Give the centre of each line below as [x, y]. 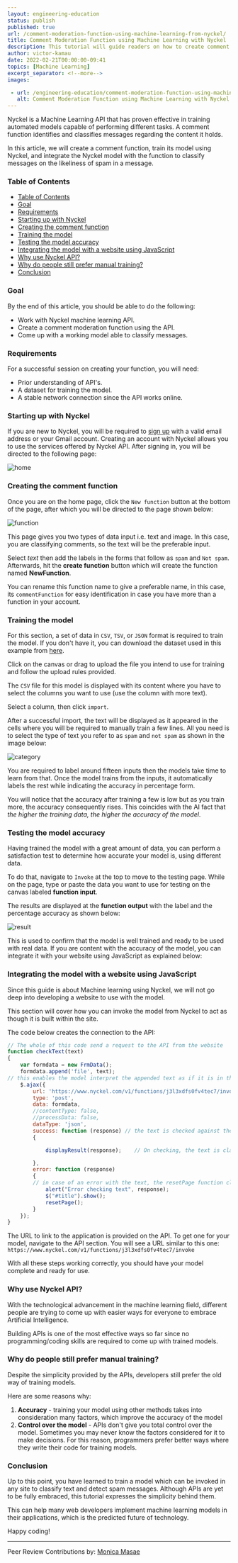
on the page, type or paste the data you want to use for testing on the [109, 885]
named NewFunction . [39, 573]
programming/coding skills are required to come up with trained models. [113, 1341]
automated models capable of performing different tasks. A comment [108, 127]
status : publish [31, 21]
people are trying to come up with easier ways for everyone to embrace [112, 1312]
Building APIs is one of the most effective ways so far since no [98, 1333]
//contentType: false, [66, 1111]
